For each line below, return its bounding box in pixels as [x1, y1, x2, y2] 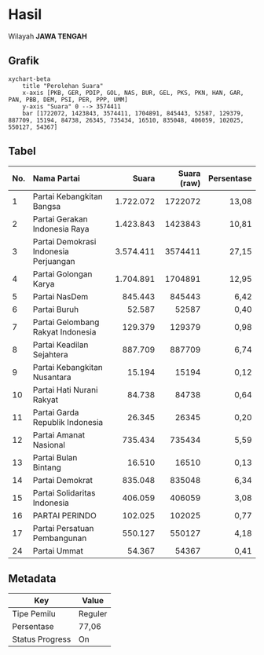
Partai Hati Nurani [32, 384, 98, 395]
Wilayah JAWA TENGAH [8, 31, 88, 41]
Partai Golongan [32, 269, 93, 280]
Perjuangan [32, 255, 76, 266]
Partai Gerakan [32, 214, 88, 225]
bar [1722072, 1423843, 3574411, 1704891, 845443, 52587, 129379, [22, 109, 244, 117]
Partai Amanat [32, 430, 85, 441]
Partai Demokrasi [32, 236, 97, 247]
